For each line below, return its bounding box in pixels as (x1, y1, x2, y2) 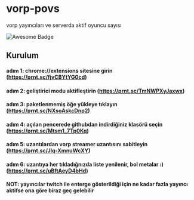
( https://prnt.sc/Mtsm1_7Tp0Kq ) (6, 127, 90, 134)
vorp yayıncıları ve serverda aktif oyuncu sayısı (6, 21, 122, 29)
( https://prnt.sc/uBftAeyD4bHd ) (6, 167, 88, 174)
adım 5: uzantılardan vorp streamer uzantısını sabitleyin (6, 141, 148, 148)
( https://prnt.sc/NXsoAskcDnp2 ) (6, 107, 91, 115)
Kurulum (6, 50, 39, 61)
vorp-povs (6, 2, 60, 16)
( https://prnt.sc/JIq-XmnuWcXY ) (6, 147, 91, 154)
